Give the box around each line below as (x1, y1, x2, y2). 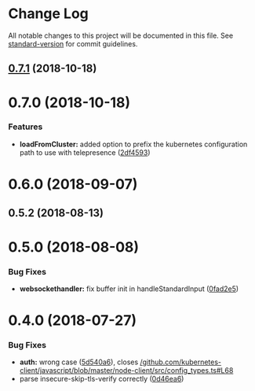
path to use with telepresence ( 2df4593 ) (19, 147, 151, 157)
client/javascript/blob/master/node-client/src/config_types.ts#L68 (19, 366, 234, 375)
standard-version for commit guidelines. (8, 39, 138, 48)
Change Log (8, 5, 89, 23)
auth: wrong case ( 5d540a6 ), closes (19, 357, 139, 367)
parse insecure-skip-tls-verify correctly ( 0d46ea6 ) (19, 374, 184, 384)
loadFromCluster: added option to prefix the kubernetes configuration (19, 139, 248, 149)
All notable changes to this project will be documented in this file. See (8, 31, 234, 40)
